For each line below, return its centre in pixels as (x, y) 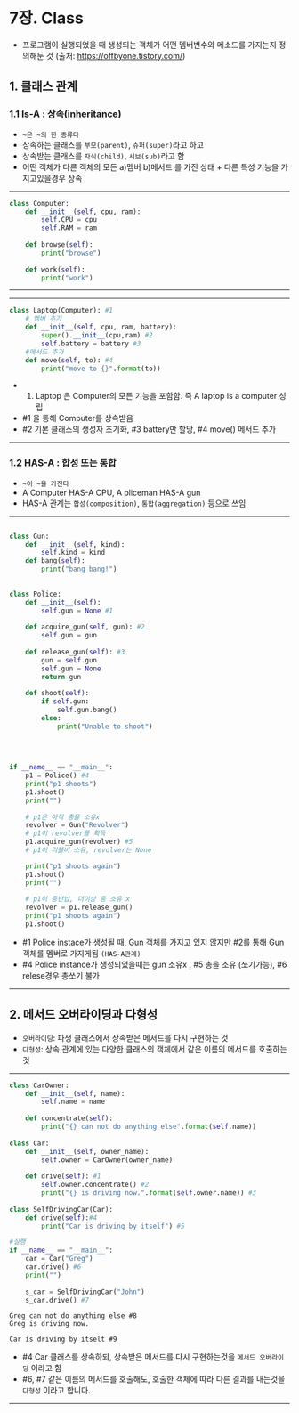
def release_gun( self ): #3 (75, 652)
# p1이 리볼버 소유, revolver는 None (89, 850)
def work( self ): (56, 269)
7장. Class (47, 18)
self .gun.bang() (87, 710)
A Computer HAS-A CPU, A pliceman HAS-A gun (111, 492)
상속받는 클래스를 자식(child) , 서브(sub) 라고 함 (103, 156)
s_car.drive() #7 (57, 1300)
